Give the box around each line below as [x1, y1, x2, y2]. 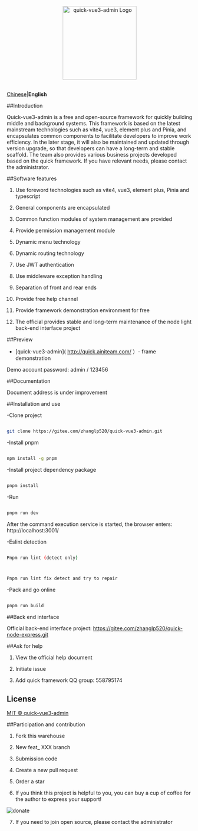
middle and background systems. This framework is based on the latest [6, 120, 180, 127]
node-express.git [6, 631, 49, 638]
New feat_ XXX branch [15, 743, 71, 750]
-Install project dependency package [6, 466, 97, 473]
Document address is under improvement [6, 389, 108, 396]
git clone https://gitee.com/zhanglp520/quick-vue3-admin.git [6, 428, 163, 434]
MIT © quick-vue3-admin [6, 709, 69, 716]
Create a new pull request [15, 766, 78, 773]
